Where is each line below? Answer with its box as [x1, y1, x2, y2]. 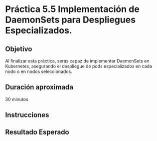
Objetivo [5, 44, 32, 53]
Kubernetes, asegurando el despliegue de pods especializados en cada [5, 63, 153, 69]
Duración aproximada [5, 83, 74, 91]
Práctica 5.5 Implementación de [5, 3, 140, 15]
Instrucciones [5, 111, 49, 119]
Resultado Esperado [5, 127, 69, 136]
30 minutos [5, 96, 28, 102]
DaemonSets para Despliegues [5, 14, 136, 25]
